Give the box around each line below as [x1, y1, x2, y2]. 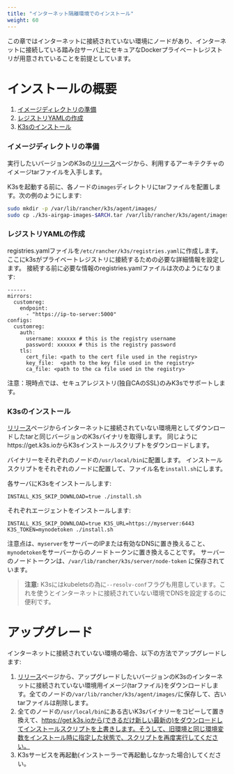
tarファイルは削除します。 [17, 699, 93, 707]
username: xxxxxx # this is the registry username [25, 335, 176, 342]
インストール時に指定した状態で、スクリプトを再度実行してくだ [29, 734, 212, 742]
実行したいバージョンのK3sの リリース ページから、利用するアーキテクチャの [7, 159, 225, 167]
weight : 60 [7, 17, 39, 24]
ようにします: [42, 191, 82, 199]
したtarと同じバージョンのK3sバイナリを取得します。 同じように [13, 432, 198, 441]
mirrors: [7, 292, 33, 299]
